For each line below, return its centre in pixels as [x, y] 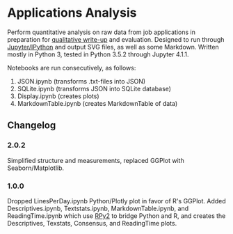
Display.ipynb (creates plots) [58, 96]
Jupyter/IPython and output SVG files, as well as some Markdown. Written [113, 47]
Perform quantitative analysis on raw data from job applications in [102, 32]
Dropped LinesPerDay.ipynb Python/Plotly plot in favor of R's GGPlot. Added [116, 201]
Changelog [32, 126]
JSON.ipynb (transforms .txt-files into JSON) [81, 81]
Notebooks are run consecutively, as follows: [72, 68]
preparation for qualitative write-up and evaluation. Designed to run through [116, 39]
